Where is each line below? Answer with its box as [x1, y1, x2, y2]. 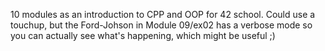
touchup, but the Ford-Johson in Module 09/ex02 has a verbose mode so [10, 19, 313, 31]
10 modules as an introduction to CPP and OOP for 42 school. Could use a [10, 9, 316, 20]
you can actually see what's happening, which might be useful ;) [10, 30, 276, 41]
